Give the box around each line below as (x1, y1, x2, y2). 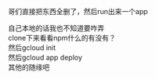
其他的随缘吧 (8, 63, 49, 72)
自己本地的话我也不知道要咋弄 (8, 23, 104, 33)
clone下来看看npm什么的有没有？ (8, 34, 116, 42)
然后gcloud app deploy (8, 53, 82, 62)
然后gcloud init (8, 43, 56, 52)
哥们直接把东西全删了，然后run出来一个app (8, 7, 148, 16)
